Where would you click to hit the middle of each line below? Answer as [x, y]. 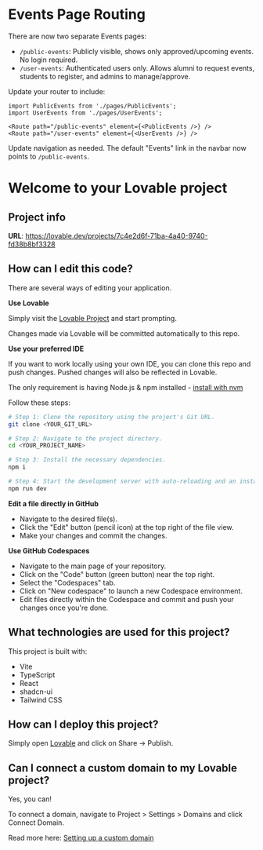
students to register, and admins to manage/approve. [105, 76]
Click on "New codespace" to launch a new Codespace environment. [131, 591]
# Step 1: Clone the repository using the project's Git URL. [112, 417]
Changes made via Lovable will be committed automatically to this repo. [124, 333]
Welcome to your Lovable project [118, 188]
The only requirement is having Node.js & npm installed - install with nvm [126, 387]
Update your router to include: [57, 91]
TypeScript [37, 675]
